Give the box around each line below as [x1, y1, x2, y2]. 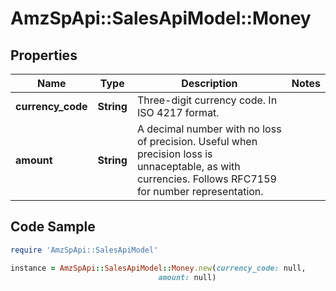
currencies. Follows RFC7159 [136, 172, 277, 186]
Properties [10, 47, 78, 64]
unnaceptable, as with [136, 160, 241, 173]
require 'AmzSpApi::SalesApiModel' [10, 245, 159, 255]
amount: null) [158, 272, 217, 282]
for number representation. [136, 185, 264, 198]
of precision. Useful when [136, 135, 258, 148]
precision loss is [136, 147, 213, 161]
